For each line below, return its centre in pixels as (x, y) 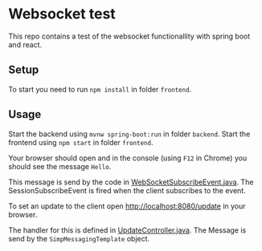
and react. (25, 44)
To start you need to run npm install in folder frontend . (100, 89)
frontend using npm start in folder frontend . (81, 142)
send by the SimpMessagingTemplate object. (79, 238)
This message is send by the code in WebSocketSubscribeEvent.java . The (131, 182)
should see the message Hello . (60, 166)
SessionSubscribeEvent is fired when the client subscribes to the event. (127, 190)
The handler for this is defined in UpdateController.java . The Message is (127, 230)
